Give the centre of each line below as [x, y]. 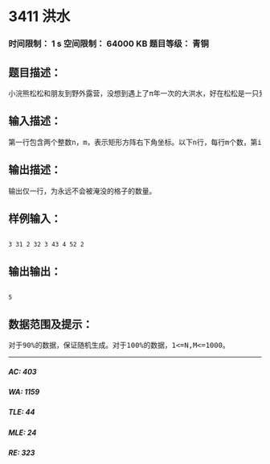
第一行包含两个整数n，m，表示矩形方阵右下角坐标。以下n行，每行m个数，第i [135, 142]
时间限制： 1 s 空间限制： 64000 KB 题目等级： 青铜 [108, 43]
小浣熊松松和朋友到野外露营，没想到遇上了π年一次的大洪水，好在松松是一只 [134, 93]
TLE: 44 [22, 412]
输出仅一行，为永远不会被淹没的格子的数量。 [82, 191]
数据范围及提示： [51, 324]
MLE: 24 [22, 433]
